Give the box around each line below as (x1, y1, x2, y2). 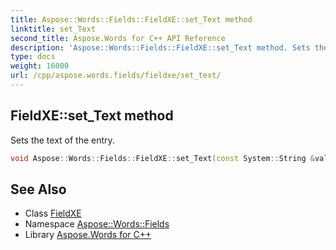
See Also (10, 181, 67, 198)
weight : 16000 (10, 61, 70, 71)
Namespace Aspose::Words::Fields (24, 218, 170, 230)
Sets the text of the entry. (10, 134, 115, 146)
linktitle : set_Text (10, 24, 97, 34)
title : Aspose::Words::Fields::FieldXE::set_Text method (10, 14, 253, 25)
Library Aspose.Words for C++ (24, 229, 152, 241)
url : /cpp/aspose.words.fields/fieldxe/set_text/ (10, 71, 222, 81)
